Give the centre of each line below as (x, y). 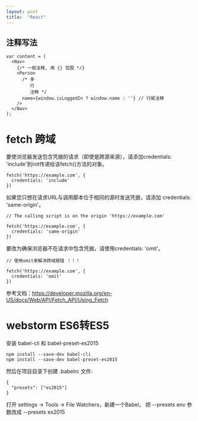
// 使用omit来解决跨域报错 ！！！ (43, 261)
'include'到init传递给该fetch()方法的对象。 (57, 164)
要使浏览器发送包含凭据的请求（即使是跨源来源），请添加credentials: (89, 157)
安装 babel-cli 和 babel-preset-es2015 (52, 343)
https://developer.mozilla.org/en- (72, 293)
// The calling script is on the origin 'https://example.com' (86, 216)
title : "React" (26, 17)
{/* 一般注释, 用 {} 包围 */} (51, 68)
